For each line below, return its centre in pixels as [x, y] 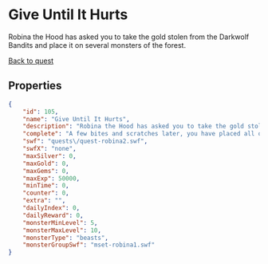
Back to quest [31, 61]
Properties [35, 86]
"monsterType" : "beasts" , [66, 238]
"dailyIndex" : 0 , [51, 208]
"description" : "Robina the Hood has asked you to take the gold [134, 126]
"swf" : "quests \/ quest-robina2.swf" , [85, 141]
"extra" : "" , [44, 201]
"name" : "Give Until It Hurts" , [76, 119]
